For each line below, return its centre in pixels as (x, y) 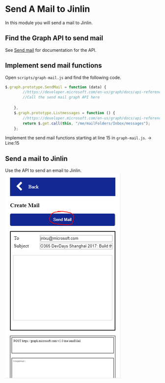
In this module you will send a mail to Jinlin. (49, 23)
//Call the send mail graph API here (61, 97)
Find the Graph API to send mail (54, 38)
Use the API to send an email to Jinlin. (43, 170)
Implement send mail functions (54, 66)
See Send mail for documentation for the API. (51, 50)
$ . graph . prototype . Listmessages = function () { (65, 113)
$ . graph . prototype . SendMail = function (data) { (56, 87)
